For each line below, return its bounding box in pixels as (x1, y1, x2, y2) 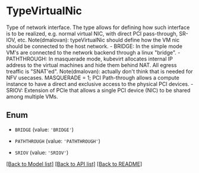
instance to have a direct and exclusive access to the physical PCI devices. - (6, 80, 194, 87)
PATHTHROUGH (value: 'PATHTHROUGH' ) (14, 137, 101, 145)
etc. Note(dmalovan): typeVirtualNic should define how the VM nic (17, 36, 180, 43)
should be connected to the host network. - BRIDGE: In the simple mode (6, 43, 183, 50)
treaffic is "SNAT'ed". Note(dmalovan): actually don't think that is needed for (6, 68, 193, 75)
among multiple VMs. (6, 93, 58, 100)
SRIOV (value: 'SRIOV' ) (14, 149, 69, 156)
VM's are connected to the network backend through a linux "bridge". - (6, 49, 181, 56)
